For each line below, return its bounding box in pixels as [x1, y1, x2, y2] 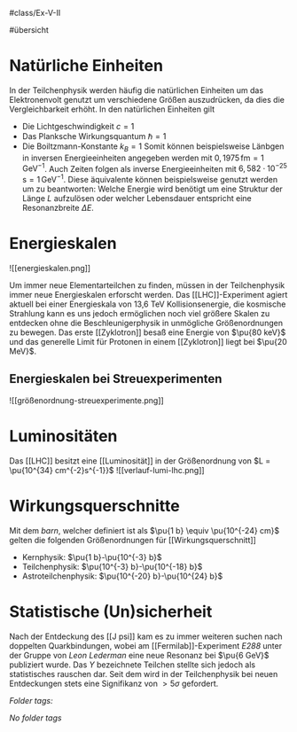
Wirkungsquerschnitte [9, 495, 180, 516]
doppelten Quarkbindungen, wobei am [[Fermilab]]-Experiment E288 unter [9, 640, 282, 650]
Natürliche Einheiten [9, 56, 164, 76]
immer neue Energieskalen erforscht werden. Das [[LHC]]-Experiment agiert [9, 289, 288, 300]
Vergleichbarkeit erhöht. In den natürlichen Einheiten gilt [9, 104, 215, 114]
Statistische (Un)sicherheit [9, 602, 213, 621]
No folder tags [9, 713, 62, 723]
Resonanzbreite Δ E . [21, 203, 95, 214]
